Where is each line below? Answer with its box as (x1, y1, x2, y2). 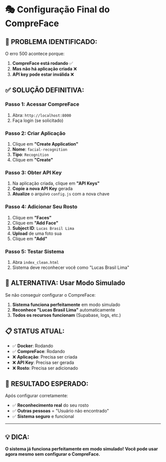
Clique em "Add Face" (12, 220, 58, 226)
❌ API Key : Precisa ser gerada (12, 359, 74, 365)
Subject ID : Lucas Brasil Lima (12, 225, 75, 231)
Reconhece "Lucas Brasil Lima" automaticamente (12, 307, 115, 312)
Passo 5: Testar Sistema (5, 248, 64, 255)
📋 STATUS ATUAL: (5, 327, 65, 336)
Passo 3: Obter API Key (5, 169, 62, 176)
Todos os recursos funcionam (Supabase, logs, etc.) (12, 312, 121, 318)
